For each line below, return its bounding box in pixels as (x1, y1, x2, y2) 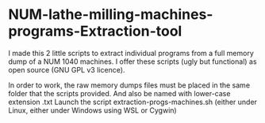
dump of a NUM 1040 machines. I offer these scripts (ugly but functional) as (8, 57, 257, 66)
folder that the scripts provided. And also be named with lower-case (8, 88, 231, 98)
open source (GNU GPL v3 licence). (8, 65, 125, 74)
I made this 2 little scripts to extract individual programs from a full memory (8, 48, 254, 58)
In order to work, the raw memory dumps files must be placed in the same (8, 80, 251, 90)
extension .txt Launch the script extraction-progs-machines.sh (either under (8, 97, 258, 106)
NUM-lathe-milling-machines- (8, 6, 213, 24)
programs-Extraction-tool (8, 22, 182, 40)
